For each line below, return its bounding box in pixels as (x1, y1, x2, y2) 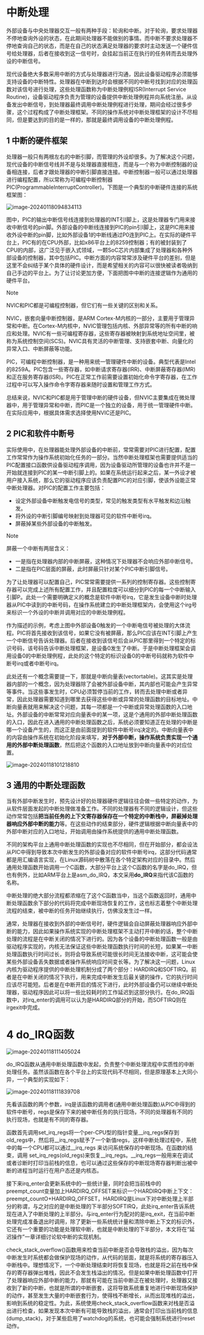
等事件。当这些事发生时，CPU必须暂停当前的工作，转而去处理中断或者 (6, 688, 183, 695)
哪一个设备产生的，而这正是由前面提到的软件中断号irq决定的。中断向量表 (6, 726, 188, 733)
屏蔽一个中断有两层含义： (6, 544, 70, 552)
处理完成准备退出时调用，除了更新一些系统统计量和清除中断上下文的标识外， (6, 1218, 198, 1225)
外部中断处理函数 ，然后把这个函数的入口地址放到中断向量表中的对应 (16, 741, 187, 749)
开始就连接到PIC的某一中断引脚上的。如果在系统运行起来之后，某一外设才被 (6, 469, 196, 476)
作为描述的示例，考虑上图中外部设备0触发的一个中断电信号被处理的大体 (6, 621, 185, 628)
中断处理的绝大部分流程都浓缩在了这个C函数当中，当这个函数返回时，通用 (6, 892, 191, 899)
